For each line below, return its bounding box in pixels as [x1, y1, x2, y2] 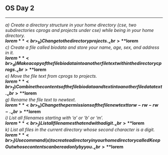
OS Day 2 [5, 4, 34, 12]
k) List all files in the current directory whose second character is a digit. [5, 127, 155, 133]
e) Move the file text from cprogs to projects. [5, 73, 97, 79]
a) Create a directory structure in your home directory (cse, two [5, 22, 136, 28]
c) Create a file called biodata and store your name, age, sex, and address [5, 44, 159, 50]
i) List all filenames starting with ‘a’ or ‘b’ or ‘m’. [5, 115, 103, 121]
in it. [5, 49, 14, 55]
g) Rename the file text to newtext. [5, 97, 76, 103]
